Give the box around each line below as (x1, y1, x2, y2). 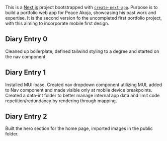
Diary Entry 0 (5, 35, 48, 43)
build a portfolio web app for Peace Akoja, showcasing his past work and (5, 10, 156, 16)
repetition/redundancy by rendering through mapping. (5, 98, 117, 104)
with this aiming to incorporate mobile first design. (5, 20, 110, 26)
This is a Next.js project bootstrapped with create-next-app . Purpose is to (5, 5, 158, 10)
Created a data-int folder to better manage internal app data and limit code (5, 92, 160, 98)
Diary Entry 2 (5, 112, 47, 121)
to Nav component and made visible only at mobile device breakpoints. (5, 87, 152, 93)
